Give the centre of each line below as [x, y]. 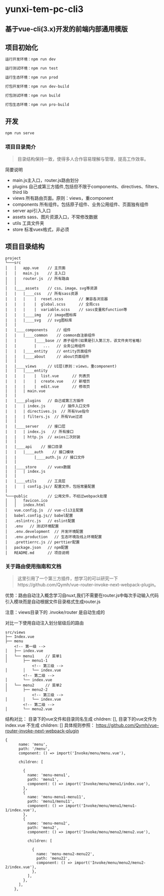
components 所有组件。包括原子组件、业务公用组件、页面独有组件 [80, 204]
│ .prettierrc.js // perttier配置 [42, 542]
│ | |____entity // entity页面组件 [48, 352]
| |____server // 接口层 [35, 427]
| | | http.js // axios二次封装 [43, 437]
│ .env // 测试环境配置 [32, 526]
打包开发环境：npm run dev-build [37, 87]
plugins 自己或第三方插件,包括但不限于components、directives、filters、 [87, 186]
